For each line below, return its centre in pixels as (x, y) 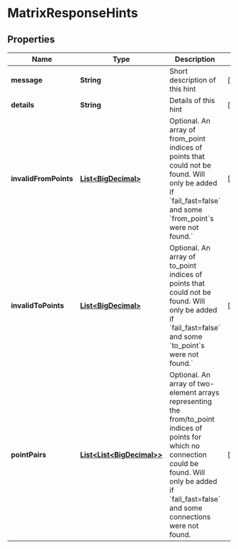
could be (184, 463)
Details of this (192, 100)
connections (190, 517)
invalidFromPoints (42, 179)
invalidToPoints (38, 305)
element (183, 392)
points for (186, 437)
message (27, 80)
